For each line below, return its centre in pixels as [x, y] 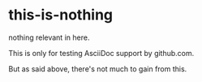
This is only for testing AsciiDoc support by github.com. [101, 53]
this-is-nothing [61, 15]
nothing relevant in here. [49, 37]
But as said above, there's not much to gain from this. [98, 69]
